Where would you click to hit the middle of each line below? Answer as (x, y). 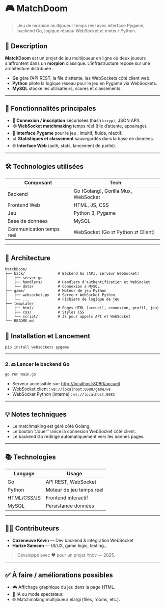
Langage (24, 473)
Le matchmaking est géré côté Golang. (51, 426)
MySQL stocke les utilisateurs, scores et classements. (67, 88)
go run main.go (21, 375)
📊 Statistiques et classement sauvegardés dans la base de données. (83, 138)
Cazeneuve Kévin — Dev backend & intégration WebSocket (73, 540)
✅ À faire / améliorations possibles (59, 575)
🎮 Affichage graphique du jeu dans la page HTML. (64, 587)
